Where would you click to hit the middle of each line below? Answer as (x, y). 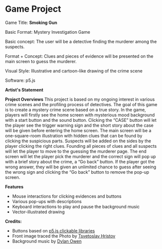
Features (14, 186)
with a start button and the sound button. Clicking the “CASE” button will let (81, 120)
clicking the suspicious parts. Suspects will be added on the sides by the (78, 141)
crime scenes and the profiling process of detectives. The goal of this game (81, 104)
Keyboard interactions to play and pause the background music (76, 206)
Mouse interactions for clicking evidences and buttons (67, 196)
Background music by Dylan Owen (47, 241)
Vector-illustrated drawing (38, 212)
